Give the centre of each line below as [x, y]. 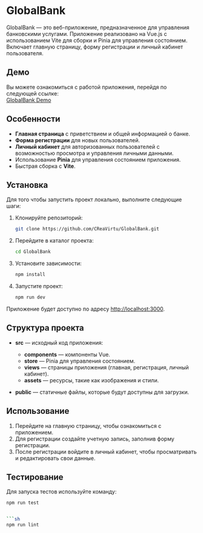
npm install [30, 275]
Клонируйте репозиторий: [49, 218]
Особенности [33, 119]
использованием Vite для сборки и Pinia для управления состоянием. [97, 40]
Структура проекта [45, 328]
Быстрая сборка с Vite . [45, 166]
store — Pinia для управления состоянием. [80, 361]
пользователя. [25, 53]
